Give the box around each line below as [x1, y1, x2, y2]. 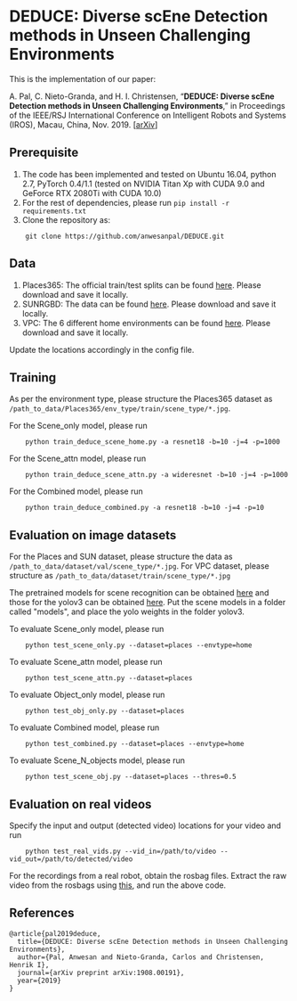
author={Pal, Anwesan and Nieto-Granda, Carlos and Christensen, [17, 952, 265, 962]
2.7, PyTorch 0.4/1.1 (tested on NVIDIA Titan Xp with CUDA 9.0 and [21, 178, 265, 189]
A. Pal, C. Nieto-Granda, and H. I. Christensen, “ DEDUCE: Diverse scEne [9, 91, 275, 102]
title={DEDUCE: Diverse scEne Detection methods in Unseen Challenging [17, 937, 289, 946]
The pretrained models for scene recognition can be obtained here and [9, 587, 269, 598]
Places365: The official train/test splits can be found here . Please [21, 279, 261, 291]
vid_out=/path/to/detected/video [9, 855, 133, 864]
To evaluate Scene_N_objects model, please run [9, 755, 185, 766]
